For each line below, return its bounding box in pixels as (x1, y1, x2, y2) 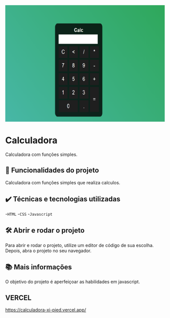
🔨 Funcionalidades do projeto (5, 166, 99, 175)
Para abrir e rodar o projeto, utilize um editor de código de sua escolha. (5, 242, 154, 248)
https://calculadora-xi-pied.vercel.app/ (5, 307, 87, 313)
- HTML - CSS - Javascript (5, 211, 53, 217)
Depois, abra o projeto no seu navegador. (5, 248, 92, 254)
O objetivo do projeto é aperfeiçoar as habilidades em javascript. (5, 279, 140, 285)
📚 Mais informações (5, 263, 72, 271)
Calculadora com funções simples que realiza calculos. (5, 179, 120, 185)
